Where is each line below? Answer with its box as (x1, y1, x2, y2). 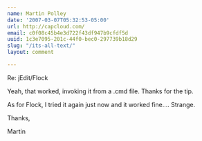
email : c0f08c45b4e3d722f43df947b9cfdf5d (7, 29, 129, 37)
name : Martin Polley (7, 10, 67, 17)
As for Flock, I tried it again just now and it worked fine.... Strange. (7, 100, 196, 109)
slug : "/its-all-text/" (7, 42, 76, 49)
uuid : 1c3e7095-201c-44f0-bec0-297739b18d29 (7, 36, 138, 43)
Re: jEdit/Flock (7, 73, 48, 82)
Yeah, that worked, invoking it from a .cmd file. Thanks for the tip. (7, 87, 194, 95)
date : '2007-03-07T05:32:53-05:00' (7, 17, 110, 23)
